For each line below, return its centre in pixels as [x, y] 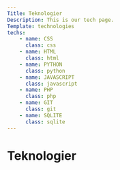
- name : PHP [36, 90]
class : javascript [51, 84]
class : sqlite [45, 122]
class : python [45, 71]
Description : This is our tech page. [61, 20]
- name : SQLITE [41, 115]
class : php [41, 97]
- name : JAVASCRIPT [47, 77]
